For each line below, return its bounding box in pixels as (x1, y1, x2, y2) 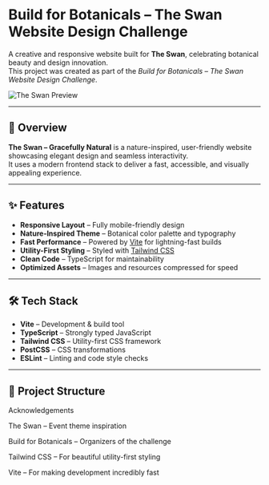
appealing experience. (8, 168, 82, 177)
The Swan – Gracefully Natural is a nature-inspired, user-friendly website (8, 142, 252, 152)
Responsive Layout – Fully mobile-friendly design (19, 220, 185, 229)
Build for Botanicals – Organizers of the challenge (8, 437, 172, 447)
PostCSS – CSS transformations (19, 345, 126, 354)
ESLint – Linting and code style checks (19, 354, 149, 363)
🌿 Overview (8, 121, 67, 135)
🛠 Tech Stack (8, 294, 78, 308)
